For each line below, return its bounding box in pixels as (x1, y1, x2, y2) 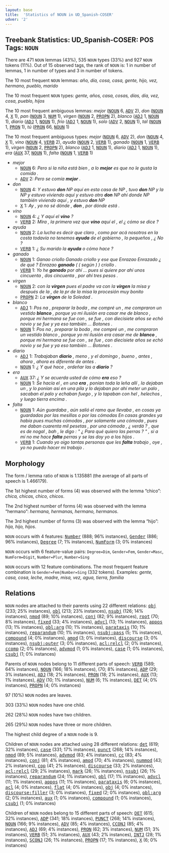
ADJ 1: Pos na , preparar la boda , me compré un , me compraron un (20, 305, 162, 311)
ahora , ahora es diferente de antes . (20, 359, 97, 365)
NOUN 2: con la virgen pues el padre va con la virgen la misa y (20, 283, 150, 289)
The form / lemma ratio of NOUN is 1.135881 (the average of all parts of (5, 473, 148, 479)
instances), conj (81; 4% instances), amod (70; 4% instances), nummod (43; (5, 757, 162, 763)
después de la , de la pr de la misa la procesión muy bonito (20, 289, 144, 295)
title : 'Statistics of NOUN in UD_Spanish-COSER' (5, 12, 114, 17)
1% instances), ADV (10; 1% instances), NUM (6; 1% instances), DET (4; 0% (5, 676, 157, 683)
